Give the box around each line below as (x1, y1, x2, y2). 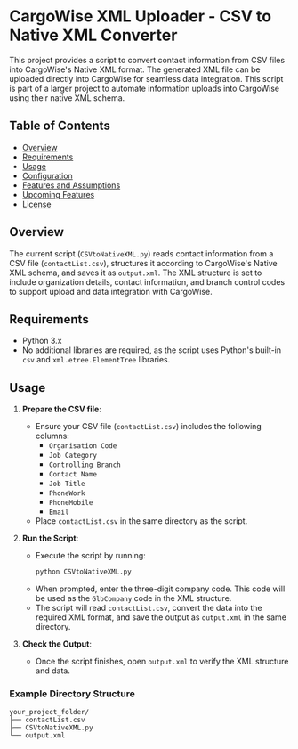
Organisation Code (48, 442, 117, 451)
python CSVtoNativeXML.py (35, 567, 132, 576)
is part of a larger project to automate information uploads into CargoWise (9, 83, 280, 94)
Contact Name (48, 470, 98, 479)
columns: (35, 430, 69, 442)
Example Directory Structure (9, 688, 135, 700)
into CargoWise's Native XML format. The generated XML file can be (9, 64, 261, 75)
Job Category (48, 452, 98, 460)
